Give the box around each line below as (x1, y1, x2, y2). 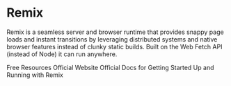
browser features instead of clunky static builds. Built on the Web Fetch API (6, 42, 223, 51)
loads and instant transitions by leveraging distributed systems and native (6, 35, 218, 43)
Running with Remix (6, 71, 63, 79)
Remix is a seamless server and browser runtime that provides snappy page (6, 28, 224, 36)
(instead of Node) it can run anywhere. (6, 50, 118, 58)
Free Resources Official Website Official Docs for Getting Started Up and (6, 63, 214, 71)
